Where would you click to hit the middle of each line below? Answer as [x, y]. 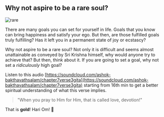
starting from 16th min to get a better [121, 85]
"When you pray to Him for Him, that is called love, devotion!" [80, 100]
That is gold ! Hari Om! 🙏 [30, 109]
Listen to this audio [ [26, 74]
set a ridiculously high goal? [34, 65]
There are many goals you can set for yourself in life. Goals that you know [80, 29]
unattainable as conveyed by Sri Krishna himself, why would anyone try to [80, 55]
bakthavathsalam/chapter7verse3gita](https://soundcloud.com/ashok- [77, 80]
